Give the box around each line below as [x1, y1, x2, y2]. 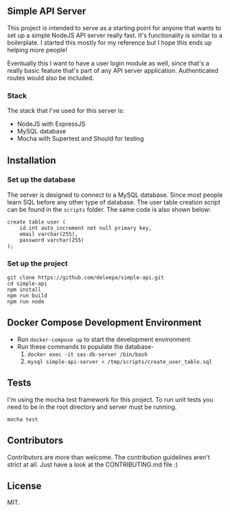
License [7, 480, 42, 491]
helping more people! [7, 45, 67, 54]
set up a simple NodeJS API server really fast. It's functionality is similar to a [7, 31, 223, 39]
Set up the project [7, 258, 68, 268]
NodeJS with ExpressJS [16, 120, 86, 128]
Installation [7, 154, 56, 166]
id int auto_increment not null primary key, [19, 224, 152, 231]
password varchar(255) [19, 237, 84, 244]
